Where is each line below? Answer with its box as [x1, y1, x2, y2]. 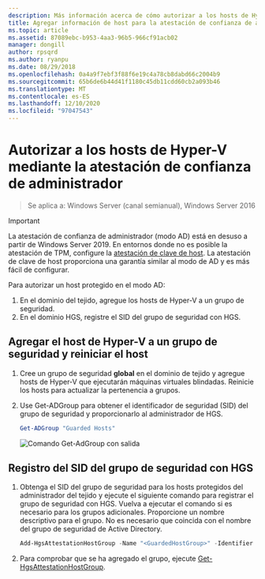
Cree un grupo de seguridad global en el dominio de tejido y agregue [19, 368, 245, 378]
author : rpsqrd [8, 48, 58, 56]
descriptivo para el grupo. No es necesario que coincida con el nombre [19, 516, 252, 525]
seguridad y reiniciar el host [8, 348, 148, 361]
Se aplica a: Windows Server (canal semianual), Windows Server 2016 [27, 201, 256, 210]
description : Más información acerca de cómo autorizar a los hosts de [8, 11, 248, 20]
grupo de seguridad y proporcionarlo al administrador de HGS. [19, 408, 223, 419]
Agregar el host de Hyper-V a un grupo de [8, 335, 218, 348]
